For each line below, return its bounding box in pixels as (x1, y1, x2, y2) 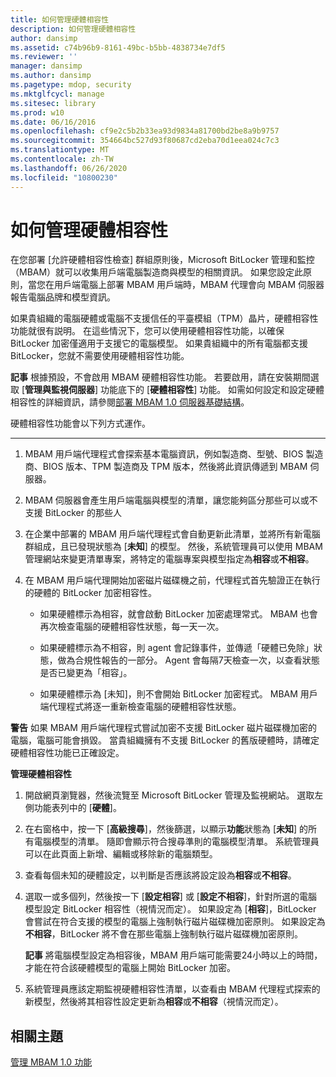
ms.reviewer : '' (10, 52, 78, 62)
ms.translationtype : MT (10, 145, 110, 155)
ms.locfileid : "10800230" (10, 172, 118, 183)
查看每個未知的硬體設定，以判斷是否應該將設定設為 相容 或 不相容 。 (24, 869, 297, 881)
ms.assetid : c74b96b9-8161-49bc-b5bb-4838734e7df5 (10, 42, 226, 53)
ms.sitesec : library (10, 98, 97, 108)
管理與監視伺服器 (24, 384, 96, 396)
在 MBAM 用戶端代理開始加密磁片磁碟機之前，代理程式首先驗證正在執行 (24, 574, 321, 586)
